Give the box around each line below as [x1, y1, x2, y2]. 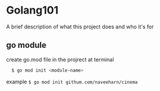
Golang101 [6, 4, 59, 17]
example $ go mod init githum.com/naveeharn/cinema [6, 78, 138, 85]
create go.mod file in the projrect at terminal [6, 56, 114, 63]
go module [6, 40, 46, 50]
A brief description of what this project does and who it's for [6, 23, 154, 30]
